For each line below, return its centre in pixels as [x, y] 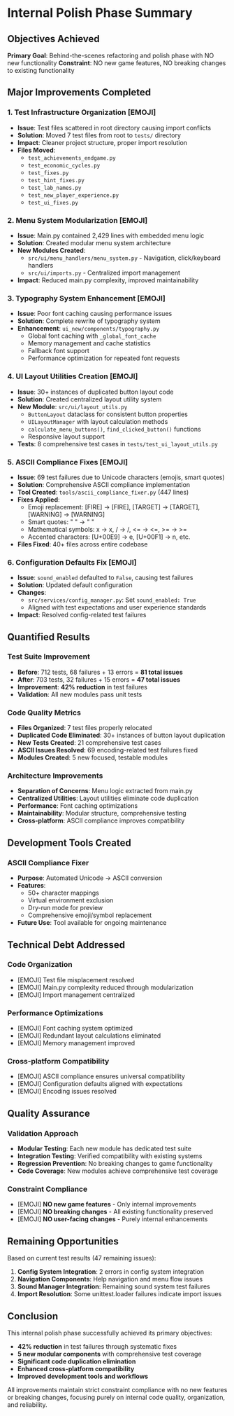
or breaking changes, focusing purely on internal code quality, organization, [116, 1397]
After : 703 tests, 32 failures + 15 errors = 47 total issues [98, 679]
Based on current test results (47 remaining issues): [82, 1258]
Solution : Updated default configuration [75, 585]
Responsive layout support [66, 437]
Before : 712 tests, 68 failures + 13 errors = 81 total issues [100, 672]
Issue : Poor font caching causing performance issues [95, 314]
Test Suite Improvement [49, 657]
